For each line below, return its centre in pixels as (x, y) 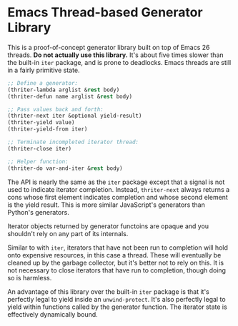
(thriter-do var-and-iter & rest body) (65, 168)
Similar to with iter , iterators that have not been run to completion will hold (118, 248)
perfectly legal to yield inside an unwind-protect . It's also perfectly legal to (117, 299)
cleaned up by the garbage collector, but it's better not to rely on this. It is (115, 263)
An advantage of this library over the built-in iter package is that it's (108, 291)
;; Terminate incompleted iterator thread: (73, 142)
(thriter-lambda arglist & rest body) (64, 90)
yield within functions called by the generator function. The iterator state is (117, 307)
